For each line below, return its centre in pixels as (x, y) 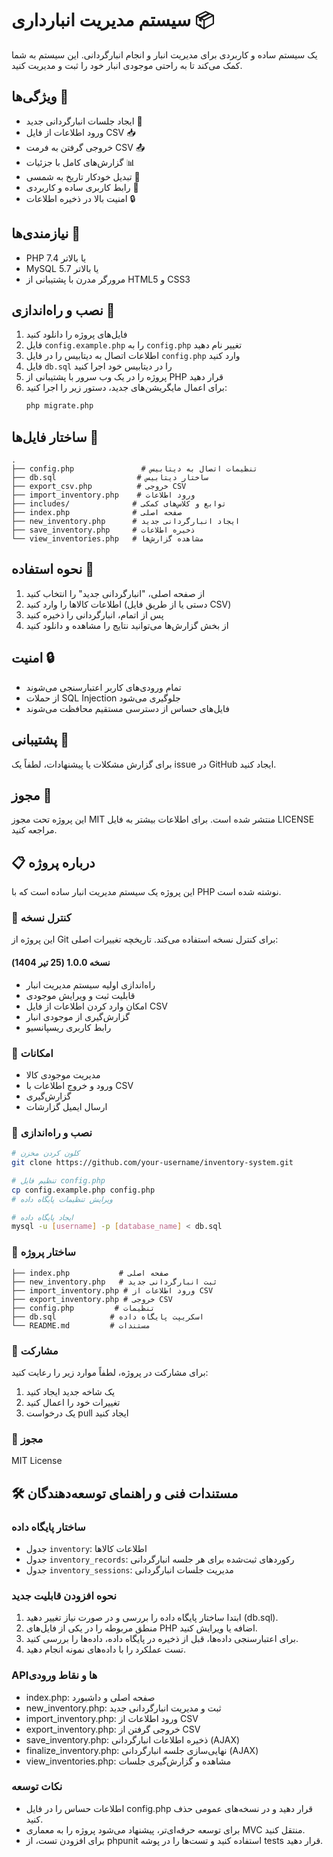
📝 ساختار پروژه (44, 1252)
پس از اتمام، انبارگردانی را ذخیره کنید (94, 614)
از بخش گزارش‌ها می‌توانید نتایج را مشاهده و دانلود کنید (127, 625)
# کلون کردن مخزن (45, 1153)
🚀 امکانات (32, 1053)
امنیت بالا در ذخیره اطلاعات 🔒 (80, 198)
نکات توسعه (37, 1787)
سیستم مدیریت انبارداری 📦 (113, 20)
